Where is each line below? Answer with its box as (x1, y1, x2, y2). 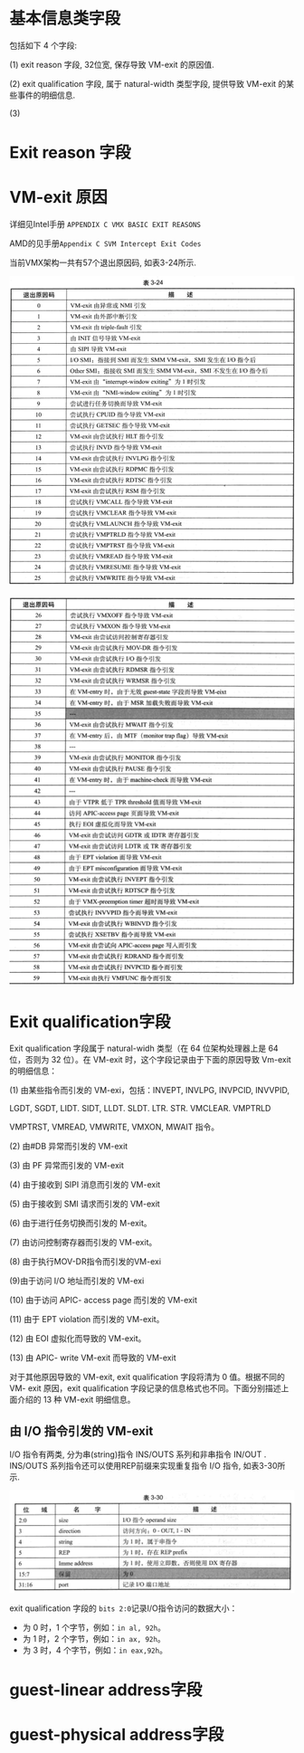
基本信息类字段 (9, 8, 121, 29)
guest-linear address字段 (9, 1680, 203, 1701)
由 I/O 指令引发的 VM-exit (9, 1423, 154, 1439)
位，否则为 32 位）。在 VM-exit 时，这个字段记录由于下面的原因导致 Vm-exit (9, 1054, 291, 1065)
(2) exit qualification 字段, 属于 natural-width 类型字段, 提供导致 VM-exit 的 (9, 78, 287, 89)
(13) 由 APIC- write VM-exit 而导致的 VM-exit (9, 1352, 176, 1363)
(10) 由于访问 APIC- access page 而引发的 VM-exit (9, 1295, 197, 1306)
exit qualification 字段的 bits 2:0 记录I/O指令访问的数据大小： (9, 1603, 238, 1614)
